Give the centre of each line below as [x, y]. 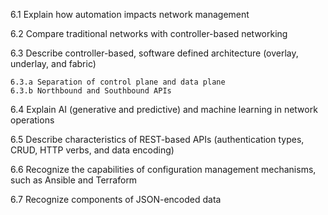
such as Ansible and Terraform [74, 180]
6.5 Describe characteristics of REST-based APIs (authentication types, [157, 139]
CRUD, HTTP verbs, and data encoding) [92, 150]
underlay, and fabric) [53, 63]
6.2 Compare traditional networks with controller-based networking [149, 33]
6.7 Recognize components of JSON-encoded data [116, 199]
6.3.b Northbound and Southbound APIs [91, 91]
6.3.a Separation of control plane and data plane [118, 82]
